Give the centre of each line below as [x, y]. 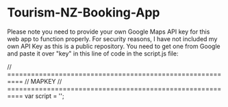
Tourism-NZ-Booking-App [84, 13]
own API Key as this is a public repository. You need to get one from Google [114, 46]
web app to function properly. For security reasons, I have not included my [112, 38]
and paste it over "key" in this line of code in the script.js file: [93, 53]
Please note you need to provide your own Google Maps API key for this [109, 32]
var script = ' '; [44, 96]
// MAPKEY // [43, 81]
